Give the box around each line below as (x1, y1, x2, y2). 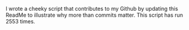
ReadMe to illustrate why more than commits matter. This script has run (5, 11, 184, 19)
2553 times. (5, 18, 36, 25)
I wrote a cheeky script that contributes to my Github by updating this (5, 5, 179, 12)
